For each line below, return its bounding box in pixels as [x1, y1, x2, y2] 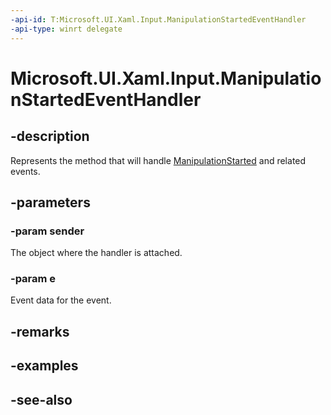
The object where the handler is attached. [10, 247, 183, 259]
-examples [10, 357, 79, 375]
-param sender [10, 224, 85, 238]
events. [10, 165, 41, 177]
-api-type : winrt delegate [10, 24, 123, 34]
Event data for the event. [10, 294, 112, 306]
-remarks [10, 323, 70, 340]
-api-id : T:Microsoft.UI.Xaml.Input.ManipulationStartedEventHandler [10, 14, 307, 25]
